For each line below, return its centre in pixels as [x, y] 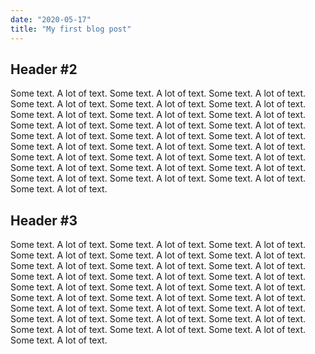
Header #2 [44, 69]
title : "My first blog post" [71, 29]
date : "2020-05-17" [51, 19]
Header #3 [44, 220]
